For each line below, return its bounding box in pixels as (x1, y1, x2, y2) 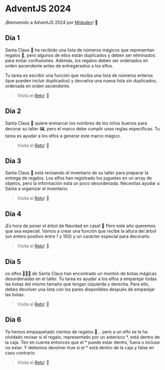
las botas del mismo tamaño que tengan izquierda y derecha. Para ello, (5, 281, 150, 287)
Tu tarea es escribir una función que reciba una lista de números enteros (5, 72, 153, 78)
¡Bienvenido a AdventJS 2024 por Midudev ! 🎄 (5, 19, 98, 25)
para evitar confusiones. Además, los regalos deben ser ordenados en (5, 58, 148, 63)
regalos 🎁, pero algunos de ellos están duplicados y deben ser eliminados (5, 52, 156, 58)
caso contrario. (5, 350, 36, 356)
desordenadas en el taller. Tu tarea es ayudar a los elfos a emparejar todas (5, 276, 157, 282)
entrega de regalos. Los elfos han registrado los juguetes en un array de (5, 175, 152, 181)
